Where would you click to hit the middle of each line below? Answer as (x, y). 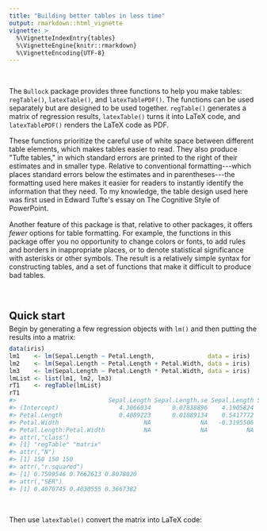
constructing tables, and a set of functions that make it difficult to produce (130, 267)
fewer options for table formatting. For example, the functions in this (120, 233)
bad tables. (27, 275)
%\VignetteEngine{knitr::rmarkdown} (76, 45)
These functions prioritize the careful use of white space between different (132, 141)
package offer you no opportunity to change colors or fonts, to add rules (128, 241)
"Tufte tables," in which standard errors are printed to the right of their (124, 158)
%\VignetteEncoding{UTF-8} (61, 53)
